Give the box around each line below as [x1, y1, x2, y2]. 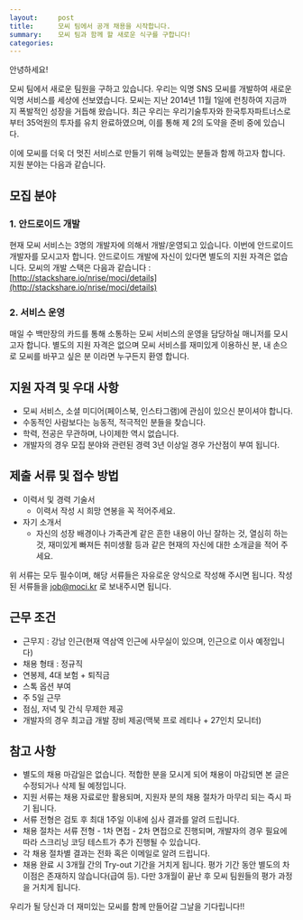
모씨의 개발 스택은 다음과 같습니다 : [28, 262, 151, 273]
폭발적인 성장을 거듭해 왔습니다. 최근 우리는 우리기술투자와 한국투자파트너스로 [18, 106, 291, 117]
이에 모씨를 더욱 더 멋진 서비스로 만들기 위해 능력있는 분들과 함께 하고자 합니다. [9, 148, 286, 159]
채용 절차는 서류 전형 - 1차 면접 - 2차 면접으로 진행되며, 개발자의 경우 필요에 [22, 825, 288, 836]
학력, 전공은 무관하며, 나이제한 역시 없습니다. [22, 428, 179, 439]
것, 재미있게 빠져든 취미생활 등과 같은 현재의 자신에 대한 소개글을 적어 [35, 539, 280, 550]
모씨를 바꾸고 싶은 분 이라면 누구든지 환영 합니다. [18, 351, 189, 362]
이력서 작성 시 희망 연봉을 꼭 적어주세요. [35, 505, 176, 516]
